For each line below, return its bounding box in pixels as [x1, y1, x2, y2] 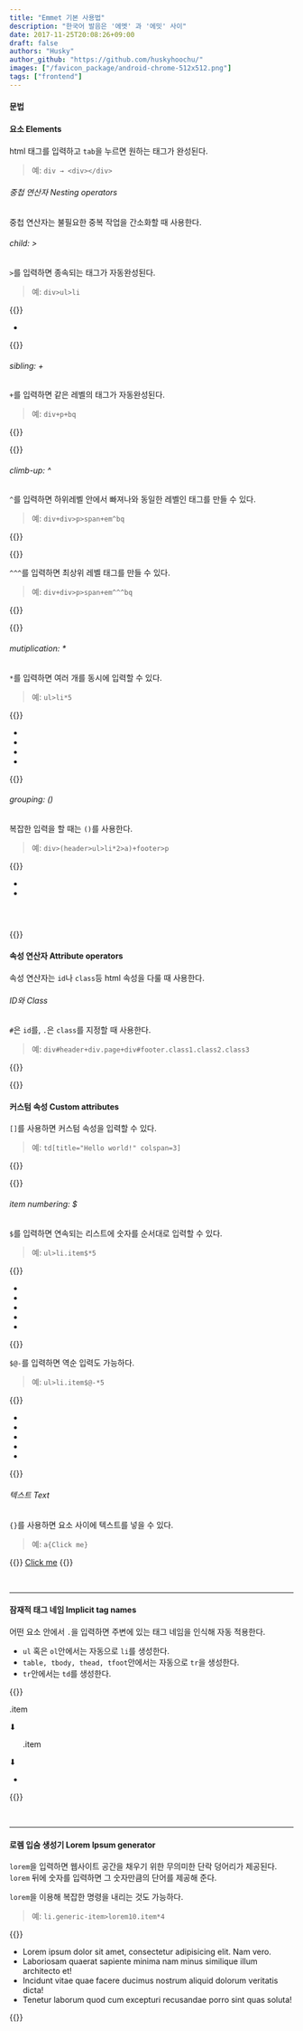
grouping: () [9, 794, 54, 805]
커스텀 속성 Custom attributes [9, 1101, 120, 1112]
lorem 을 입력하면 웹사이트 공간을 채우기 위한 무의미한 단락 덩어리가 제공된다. [9, 1861, 278, 1872]
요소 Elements [9, 123, 62, 134]
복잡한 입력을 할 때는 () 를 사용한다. [9, 823, 133, 834]
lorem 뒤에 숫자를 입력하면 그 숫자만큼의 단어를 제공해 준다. [9, 1873, 217, 1884]
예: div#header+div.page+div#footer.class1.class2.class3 [31, 1044, 250, 1054]
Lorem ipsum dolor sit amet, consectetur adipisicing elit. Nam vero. [22, 1946, 272, 1958]
